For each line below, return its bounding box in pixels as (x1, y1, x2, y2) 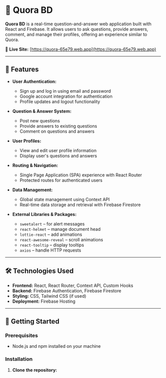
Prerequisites (5, 332, 38, 339)
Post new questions (19, 117, 60, 123)
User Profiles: (12, 138, 41, 144)
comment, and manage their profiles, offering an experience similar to (5, 31, 147, 37)
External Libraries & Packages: (12, 211, 77, 217)
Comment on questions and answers (19, 128, 95, 134)
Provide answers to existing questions (19, 123, 97, 129)
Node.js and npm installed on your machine (12, 343, 101, 349)
